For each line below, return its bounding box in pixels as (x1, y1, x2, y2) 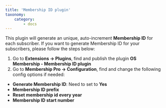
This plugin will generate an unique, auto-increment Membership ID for (5, 35, 153, 41)
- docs (23, 21, 37, 27)
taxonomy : (5, 12, 26, 17)
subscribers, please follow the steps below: (5, 46, 96, 52)
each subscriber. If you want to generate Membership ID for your (5, 41, 140, 47)
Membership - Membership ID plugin (12, 61, 92, 67)
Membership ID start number (12, 97, 74, 103)
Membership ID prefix (12, 86, 59, 93)
